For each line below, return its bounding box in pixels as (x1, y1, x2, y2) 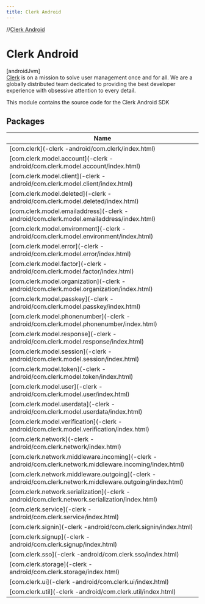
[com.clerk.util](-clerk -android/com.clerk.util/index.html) (9, 588, 176, 596)
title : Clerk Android (6, 9, 62, 15)
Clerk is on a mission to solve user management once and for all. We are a (6, 74, 193, 81)
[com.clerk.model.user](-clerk (9, 383, 98, 391)
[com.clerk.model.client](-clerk (9, 172, 101, 181)
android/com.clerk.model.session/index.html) (9, 355, 139, 364)
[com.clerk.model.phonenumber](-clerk (9, 312, 125, 321)
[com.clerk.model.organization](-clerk (9, 277, 120, 286)
